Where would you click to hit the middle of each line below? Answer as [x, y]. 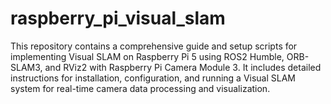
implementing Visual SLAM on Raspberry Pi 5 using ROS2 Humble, [147, 56]
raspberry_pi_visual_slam [118, 18]
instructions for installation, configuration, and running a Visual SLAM [153, 78]
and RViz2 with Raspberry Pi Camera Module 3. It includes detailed [183, 67]
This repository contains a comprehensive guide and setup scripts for [154, 46]
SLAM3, [26, 67]
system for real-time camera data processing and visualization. [140, 88]
